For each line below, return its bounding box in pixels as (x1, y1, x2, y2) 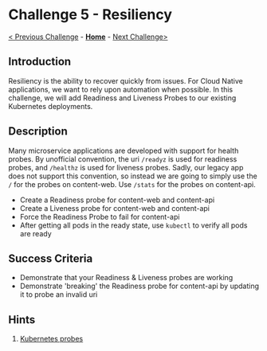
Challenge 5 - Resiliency (8, 6, 173, 24)
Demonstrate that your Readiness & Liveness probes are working (19, 273, 234, 283)
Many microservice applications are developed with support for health (8, 146, 239, 155)
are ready (19, 228, 52, 238)
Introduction (8, 55, 72, 68)
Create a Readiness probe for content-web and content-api (19, 195, 215, 205)
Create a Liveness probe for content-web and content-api (19, 203, 210, 213)
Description (8, 125, 68, 138)
